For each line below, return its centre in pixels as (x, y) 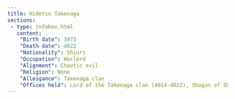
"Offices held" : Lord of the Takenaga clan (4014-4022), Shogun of (120, 85)
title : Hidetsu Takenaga (43, 14)
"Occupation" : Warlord (53, 59)
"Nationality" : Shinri (53, 53)
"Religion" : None (45, 72)
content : (29, 33)
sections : (22, 20)
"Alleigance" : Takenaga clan (62, 78)
